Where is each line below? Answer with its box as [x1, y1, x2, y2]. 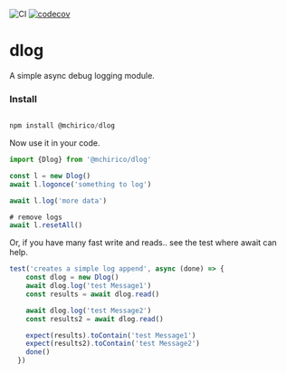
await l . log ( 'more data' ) [9, 196, 107, 206]
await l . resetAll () [9, 221, 83, 230]
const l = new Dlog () [9, 171, 91, 180]
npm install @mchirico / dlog [9, 121, 116, 130]
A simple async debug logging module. [9, 70, 156, 81]
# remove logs [9, 213, 63, 222]
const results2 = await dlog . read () [25, 314, 165, 323]
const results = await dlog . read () [25, 290, 160, 299]
